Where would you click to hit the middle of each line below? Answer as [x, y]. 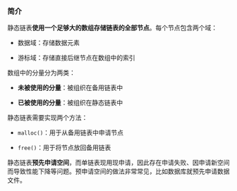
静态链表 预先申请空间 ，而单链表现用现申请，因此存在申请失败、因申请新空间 [119, 163]
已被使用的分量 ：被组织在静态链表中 [70, 103]
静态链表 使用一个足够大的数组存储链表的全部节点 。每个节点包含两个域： [112, 28]
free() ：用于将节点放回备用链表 [64, 148]
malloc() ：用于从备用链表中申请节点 [71, 133]
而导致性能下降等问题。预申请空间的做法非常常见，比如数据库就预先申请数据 [119, 171]
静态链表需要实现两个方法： [48, 118]
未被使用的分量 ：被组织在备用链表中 [70, 88]
